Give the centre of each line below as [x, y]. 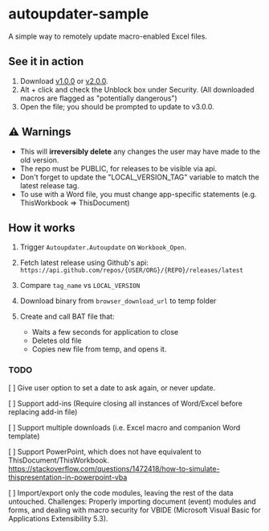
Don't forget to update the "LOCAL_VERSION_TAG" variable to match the [139, 177]
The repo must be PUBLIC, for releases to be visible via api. [118, 168]
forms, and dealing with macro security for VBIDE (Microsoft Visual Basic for [134, 510]
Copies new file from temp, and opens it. [99, 349]
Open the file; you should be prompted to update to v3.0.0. [117, 106]
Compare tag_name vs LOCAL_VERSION [80, 286]
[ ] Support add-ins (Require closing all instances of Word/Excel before [126, 403]
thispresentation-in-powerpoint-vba [68, 477]
